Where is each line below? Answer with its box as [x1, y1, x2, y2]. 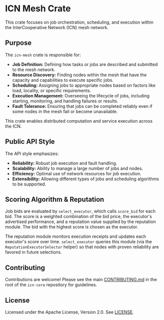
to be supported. [12, 181, 47, 187]
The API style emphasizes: [5, 151, 59, 157]
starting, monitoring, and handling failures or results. [12, 98, 119, 104]
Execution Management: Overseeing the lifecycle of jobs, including [12, 93, 150, 98]
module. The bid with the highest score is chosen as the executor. [5, 224, 138, 230]
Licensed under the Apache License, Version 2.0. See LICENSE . [5, 309, 134, 315]
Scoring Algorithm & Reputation [5, 195, 105, 203]
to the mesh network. [12, 66, 55, 72]
